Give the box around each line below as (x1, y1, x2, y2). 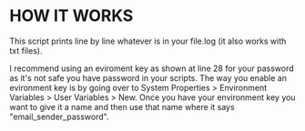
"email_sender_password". (9, 111, 109, 122)
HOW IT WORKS (9, 5, 134, 26)
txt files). (9, 45, 43, 55)
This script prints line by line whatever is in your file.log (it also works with (9, 35, 287, 46)
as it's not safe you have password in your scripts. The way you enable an (9, 72, 287, 83)
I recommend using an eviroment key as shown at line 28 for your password (9, 63, 294, 74)
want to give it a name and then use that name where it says (9, 101, 235, 112)
